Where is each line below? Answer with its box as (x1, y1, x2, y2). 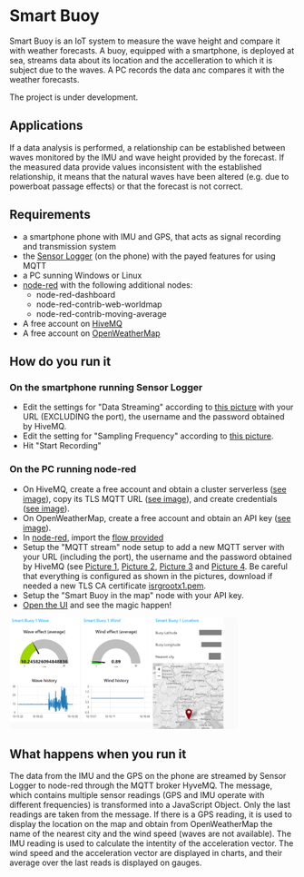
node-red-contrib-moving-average (35, 308, 167, 319)
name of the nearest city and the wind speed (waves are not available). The (9, 828, 292, 840)
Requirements (9, 207, 91, 222)
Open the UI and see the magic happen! (22, 599, 172, 610)
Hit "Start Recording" (22, 440, 102, 451)
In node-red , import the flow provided (22, 532, 164, 543)
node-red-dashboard (35, 289, 116, 300)
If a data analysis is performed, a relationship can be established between (9, 142, 286, 153)
